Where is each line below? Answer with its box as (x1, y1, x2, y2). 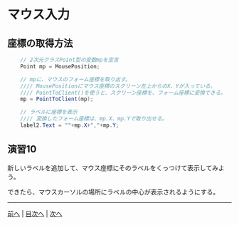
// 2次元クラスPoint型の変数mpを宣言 (20, 56, 119, 63)
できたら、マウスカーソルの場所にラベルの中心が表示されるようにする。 (7, 187, 220, 196)
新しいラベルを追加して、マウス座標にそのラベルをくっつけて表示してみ (7, 163, 219, 172)
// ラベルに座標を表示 (20, 108, 78, 116)
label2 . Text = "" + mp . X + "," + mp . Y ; (20, 122, 119, 129)
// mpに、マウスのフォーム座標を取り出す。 (20, 75, 131, 83)
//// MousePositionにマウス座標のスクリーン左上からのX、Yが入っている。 (20, 83, 216, 90)
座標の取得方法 (7, 37, 73, 49)
